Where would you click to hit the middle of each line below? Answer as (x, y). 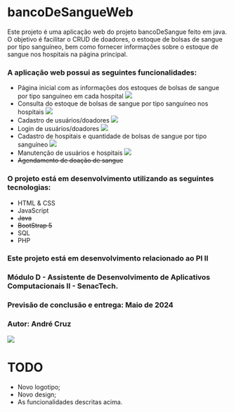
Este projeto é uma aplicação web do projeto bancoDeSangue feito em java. (117, 32)
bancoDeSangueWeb (70, 12)
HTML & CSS (36, 203)
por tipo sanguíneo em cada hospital (71, 96)
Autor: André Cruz (39, 324)
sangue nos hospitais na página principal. (67, 54)
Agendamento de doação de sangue (70, 161)
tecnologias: (29, 187)
